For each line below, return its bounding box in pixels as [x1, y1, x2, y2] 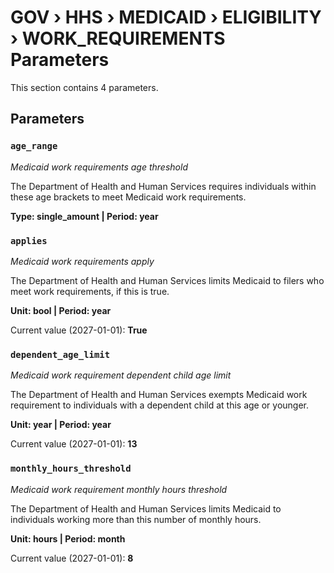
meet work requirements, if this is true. [10, 285, 170, 297]
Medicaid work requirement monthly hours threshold [10, 483, 228, 495]
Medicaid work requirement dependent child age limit [10, 369, 232, 381]
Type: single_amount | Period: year [10, 210, 159, 222]
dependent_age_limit [10, 349, 111, 360]
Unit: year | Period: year [10, 419, 112, 431]
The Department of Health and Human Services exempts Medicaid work [10, 389, 308, 401]
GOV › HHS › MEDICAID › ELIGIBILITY [10, 6, 322, 29]
